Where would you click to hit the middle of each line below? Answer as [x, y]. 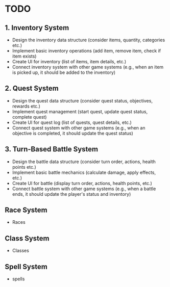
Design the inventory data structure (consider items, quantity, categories [89, 40]
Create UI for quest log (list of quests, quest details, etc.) [72, 122]
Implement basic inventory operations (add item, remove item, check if [87, 51]
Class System [27, 238]
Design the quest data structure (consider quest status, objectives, [82, 100]
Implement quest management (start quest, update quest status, [80, 111]
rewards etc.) [26, 106]
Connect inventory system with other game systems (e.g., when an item [88, 67]
